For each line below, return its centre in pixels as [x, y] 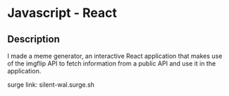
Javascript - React [62, 13]
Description [33, 39]
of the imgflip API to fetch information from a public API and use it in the [112, 64]
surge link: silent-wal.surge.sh [51, 85]
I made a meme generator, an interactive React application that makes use [115, 56]
